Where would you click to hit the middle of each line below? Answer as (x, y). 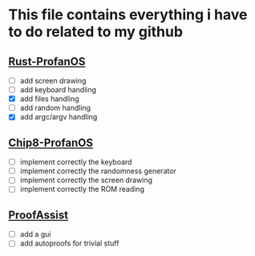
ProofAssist (38, 215)
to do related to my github (95, 32)
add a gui (35, 234)
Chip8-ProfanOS (51, 142)
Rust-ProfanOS (47, 61)
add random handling (55, 108)
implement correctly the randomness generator (98, 171)
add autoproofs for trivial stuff (69, 243)
